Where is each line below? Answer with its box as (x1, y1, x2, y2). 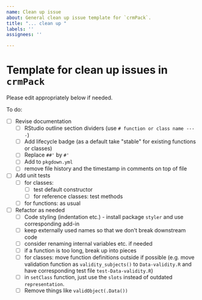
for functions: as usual (24, 199, 81, 207)
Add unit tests (15, 172, 51, 179)
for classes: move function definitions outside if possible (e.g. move (24, 254, 195, 261)
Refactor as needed (15, 206, 65, 213)
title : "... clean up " (6, 20, 67, 26)
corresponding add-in (24, 220, 80, 227)
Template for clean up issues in (6, 63, 168, 77)
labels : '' (6, 26, 34, 32)
